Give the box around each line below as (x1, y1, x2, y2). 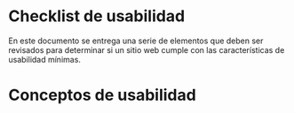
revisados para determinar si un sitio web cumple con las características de (8, 44, 285, 55)
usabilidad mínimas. (8, 54, 82, 64)
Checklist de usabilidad (8, 6, 186, 26)
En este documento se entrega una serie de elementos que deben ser (8, 35, 264, 46)
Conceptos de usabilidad (8, 86, 196, 105)
